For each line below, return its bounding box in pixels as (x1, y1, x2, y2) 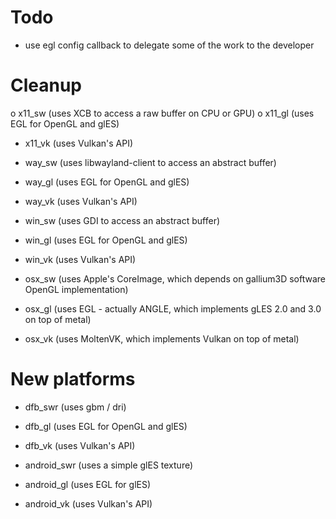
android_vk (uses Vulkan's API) (24, 497, 153, 510)
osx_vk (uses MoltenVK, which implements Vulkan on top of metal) (24, 332, 300, 345)
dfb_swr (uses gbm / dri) (24, 401, 127, 413)
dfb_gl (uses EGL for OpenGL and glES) (24, 420, 188, 432)
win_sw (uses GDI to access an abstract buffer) (24, 214, 221, 226)
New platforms (10, 368, 136, 391)
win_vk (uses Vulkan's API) (24, 253, 137, 265)
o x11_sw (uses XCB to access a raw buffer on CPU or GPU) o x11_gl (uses (10, 107, 315, 119)
